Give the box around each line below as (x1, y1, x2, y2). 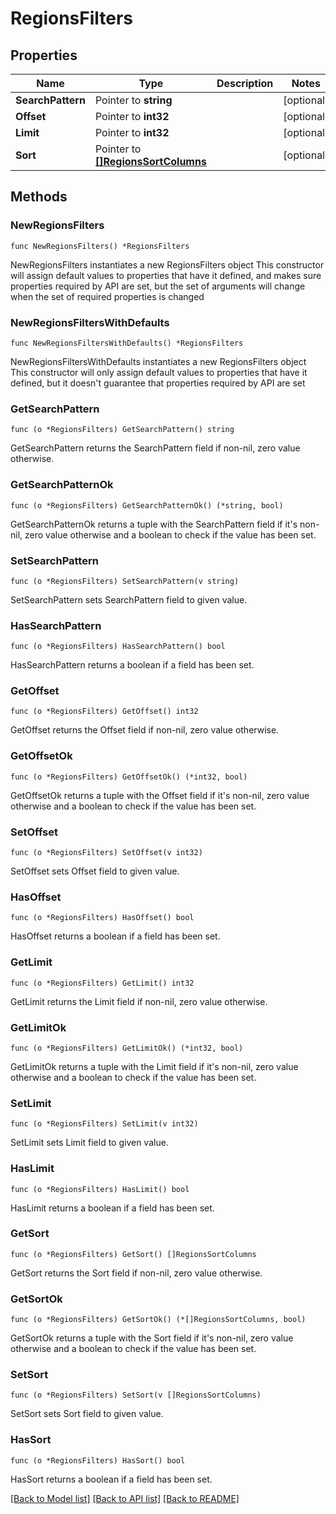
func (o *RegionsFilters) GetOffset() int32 (10, 707, 199, 717)
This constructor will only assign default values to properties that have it (10, 366, 308, 378)
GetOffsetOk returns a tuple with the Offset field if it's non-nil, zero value (10, 789, 310, 801)
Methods (10, 188, 68, 206)
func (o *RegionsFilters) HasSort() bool (10, 1455, 186, 1466)
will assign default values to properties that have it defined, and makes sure (10, 269, 322, 281)
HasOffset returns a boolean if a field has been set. (10, 930, 221, 942)
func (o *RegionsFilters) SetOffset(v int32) (10, 848, 203, 858)
